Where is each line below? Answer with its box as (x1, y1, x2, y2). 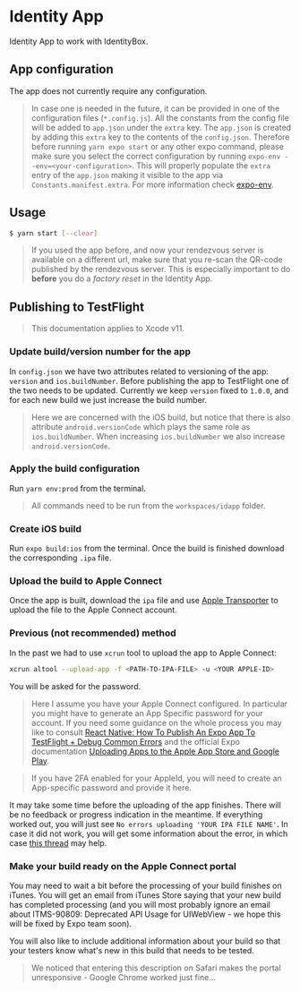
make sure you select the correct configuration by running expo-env (30, 150, 281, 161)
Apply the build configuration (9, 463, 141, 475)
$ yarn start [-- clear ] (9, 228, 99, 238)
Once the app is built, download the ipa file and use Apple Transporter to (9, 595, 279, 606)
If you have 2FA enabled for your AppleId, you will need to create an (30, 773, 282, 783)
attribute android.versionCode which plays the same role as (30, 421, 251, 431)
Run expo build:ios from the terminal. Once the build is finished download (9, 543, 285, 554)
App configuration (9, 62, 114, 77)
